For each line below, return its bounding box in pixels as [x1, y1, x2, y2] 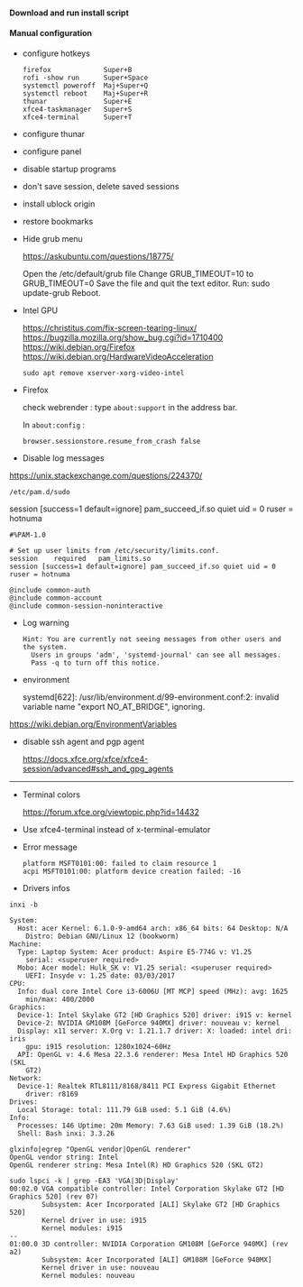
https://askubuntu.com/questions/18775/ [22, 251, 174, 262]
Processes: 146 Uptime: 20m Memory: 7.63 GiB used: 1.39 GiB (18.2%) [17, 1121, 284, 1130]
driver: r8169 [25, 1089, 78, 1099]
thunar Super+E [22, 97, 133, 106]
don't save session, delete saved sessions [22, 180, 179, 191]
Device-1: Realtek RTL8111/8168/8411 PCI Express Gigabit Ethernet [17, 1081, 277, 1090]
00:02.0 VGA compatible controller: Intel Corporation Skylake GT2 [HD [9, 1184, 284, 1193]
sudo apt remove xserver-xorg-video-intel [22, 368, 185, 378]
